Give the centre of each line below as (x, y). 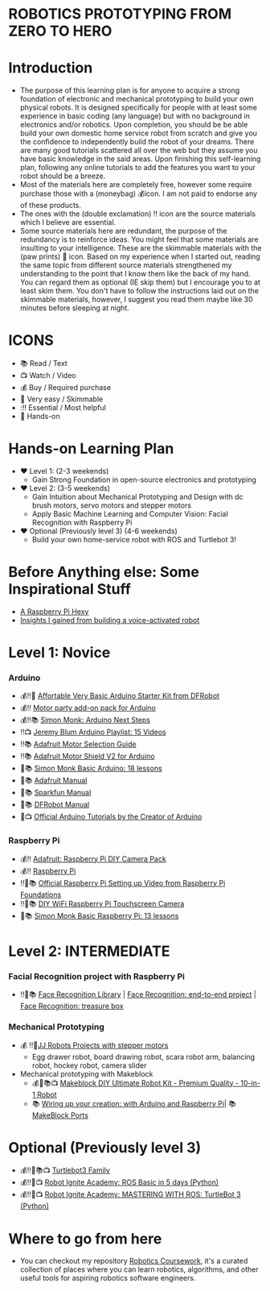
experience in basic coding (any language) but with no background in (135, 116)
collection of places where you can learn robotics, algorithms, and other (139, 1269)
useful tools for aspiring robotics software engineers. (108, 1278)
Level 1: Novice (59, 653)
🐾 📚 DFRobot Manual (55, 805)
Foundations (41, 895)
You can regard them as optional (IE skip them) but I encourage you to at (140, 282)
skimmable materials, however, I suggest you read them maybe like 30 (136, 300)
